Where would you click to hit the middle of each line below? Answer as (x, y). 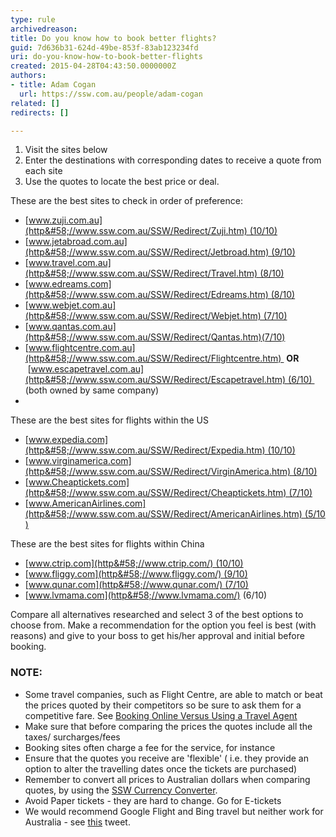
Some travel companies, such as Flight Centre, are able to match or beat (173, 694)
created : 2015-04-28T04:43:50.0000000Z (93, 66)
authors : (28, 76)
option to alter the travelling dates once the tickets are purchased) (161, 768)
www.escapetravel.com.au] (87, 369)
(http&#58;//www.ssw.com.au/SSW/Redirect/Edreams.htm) (146, 295)
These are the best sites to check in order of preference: (126, 201)
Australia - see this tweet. (77, 822)
